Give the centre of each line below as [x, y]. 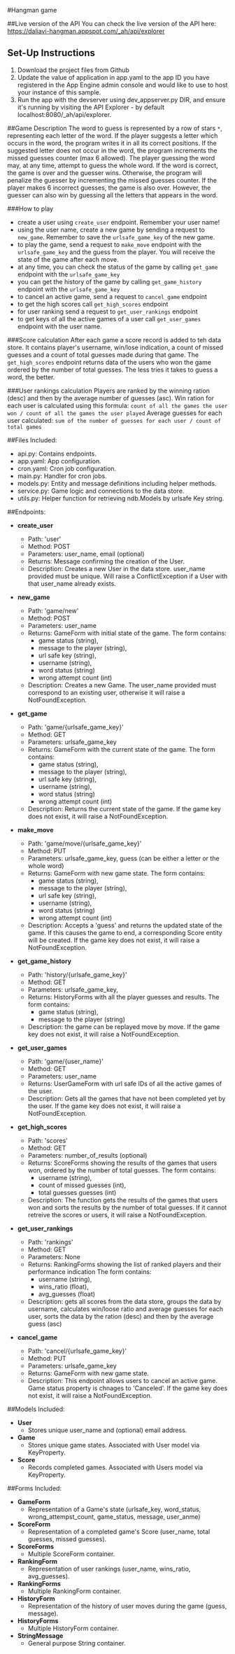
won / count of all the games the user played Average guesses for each [115, 413]
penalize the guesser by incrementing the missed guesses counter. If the [112, 180]
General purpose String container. [77, 1643]
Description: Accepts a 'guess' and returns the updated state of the [125, 925]
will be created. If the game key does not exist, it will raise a [114, 940]
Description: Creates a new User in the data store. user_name [116, 568]
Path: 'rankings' [50, 1242]
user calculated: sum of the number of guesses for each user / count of [114, 420]
